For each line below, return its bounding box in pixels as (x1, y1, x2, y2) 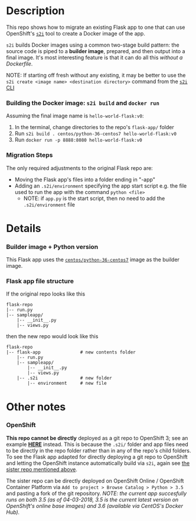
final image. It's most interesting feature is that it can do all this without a (6, 54, 183, 61)
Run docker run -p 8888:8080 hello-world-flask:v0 (14, 136, 143, 143)
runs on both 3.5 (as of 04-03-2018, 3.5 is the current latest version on (6, 496, 179, 503)
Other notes (6, 400, 66, 414)
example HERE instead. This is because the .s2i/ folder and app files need (6, 441, 189, 448)
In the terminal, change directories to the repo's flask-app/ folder (14, 124, 174, 131)
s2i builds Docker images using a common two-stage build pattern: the (6, 41, 180, 48)
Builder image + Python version (6, 243, 99, 251)
